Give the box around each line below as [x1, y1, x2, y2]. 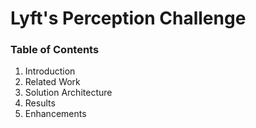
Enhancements [24, 108, 87, 120]
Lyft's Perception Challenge [10, 7, 247, 30]
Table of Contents [10, 43, 100, 57]
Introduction [24, 65, 76, 77]
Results [24, 97, 56, 109]
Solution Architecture [24, 87, 113, 99]
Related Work [24, 76, 81, 88]
